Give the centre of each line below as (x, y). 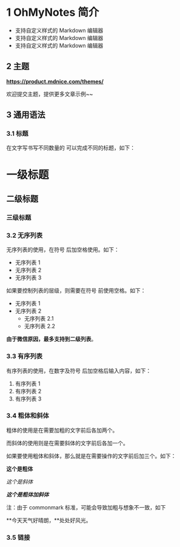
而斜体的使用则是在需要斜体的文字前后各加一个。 (67, 443)
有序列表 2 (28, 391)
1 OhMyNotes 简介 (53, 12)
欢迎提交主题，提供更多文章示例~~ (50, 94)
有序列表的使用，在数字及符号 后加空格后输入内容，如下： (79, 371)
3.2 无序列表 (25, 235)
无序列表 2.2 (40, 326)
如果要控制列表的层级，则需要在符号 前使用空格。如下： (76, 291)
